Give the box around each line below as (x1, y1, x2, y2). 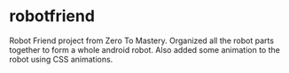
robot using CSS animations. (9, 54, 113, 64)
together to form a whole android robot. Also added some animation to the (9, 44, 281, 55)
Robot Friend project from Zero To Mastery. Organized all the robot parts (9, 35, 275, 46)
